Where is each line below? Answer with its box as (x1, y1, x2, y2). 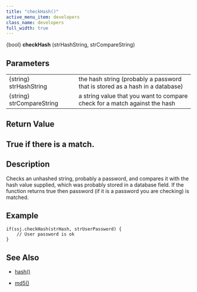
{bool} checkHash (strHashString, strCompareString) (6, 41, 135, 48)
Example (6, 211, 39, 221)
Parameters (6, 58, 50, 68)
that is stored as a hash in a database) (78, 82, 184, 91)
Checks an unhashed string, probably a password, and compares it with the (6, 175, 189, 182)
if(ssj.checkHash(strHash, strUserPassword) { (6, 226, 122, 233)
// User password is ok (16, 231, 75, 237)
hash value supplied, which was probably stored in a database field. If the (6, 181, 184, 188)
